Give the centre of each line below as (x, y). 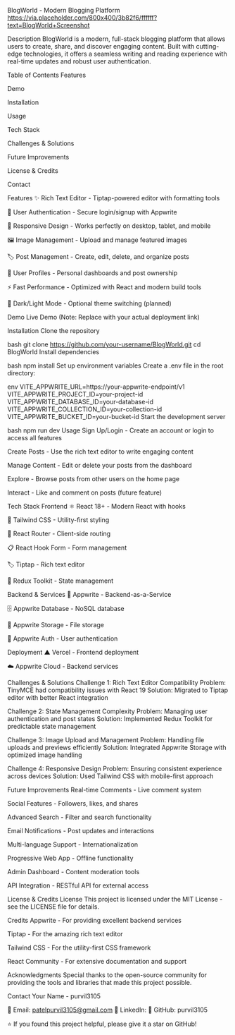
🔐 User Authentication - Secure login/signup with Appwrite (92, 212)
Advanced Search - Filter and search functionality (80, 817)
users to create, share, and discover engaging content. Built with (101, 46)
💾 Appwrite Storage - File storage (56, 625)
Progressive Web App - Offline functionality (70, 858)
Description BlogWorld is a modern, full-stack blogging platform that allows (116, 39)
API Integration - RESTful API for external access (78, 885)
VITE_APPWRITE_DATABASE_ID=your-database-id (80, 402)
